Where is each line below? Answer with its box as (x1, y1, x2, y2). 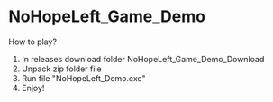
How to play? (8, 36, 58, 47)
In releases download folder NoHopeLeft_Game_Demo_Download (21, 53, 265, 64)
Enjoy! (21, 82, 45, 93)
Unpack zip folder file (21, 63, 102, 74)
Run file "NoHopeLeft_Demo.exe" (21, 72, 146, 83)
